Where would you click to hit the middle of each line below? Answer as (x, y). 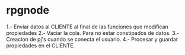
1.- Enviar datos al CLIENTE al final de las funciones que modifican (87, 27)
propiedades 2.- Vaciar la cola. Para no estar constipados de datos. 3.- (93, 33)
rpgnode (28, 10)
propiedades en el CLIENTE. (41, 46)
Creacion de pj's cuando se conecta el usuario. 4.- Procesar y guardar (92, 39)
